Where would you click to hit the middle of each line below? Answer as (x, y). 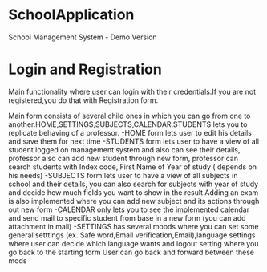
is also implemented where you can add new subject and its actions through (134, 201)
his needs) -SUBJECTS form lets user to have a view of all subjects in (123, 175)
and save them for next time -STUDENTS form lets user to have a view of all (133, 141)
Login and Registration (85, 69)
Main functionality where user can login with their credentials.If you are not (132, 91)
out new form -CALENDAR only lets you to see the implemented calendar (129, 209)
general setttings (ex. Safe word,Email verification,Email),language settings (132, 235)
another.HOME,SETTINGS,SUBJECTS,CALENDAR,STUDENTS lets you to (128, 124)
